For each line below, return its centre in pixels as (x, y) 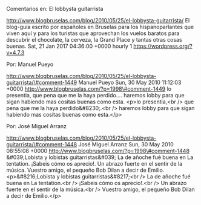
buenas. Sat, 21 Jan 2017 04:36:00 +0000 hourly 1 (69, 46)
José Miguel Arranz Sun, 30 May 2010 (126, 144)
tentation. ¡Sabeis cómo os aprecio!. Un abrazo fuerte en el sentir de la (94, 164)
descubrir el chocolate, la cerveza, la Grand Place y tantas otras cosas (94, 40)
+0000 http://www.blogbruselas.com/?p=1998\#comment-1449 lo (89, 89)
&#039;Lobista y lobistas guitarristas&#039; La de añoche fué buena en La (100, 157)
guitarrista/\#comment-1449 (42, 82)
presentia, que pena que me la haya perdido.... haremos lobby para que (95, 95)
